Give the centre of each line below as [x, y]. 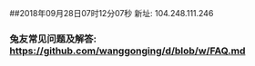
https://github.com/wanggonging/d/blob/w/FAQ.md [127, 51]
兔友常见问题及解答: [53, 39]
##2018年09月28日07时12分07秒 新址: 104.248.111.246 [112, 13]
